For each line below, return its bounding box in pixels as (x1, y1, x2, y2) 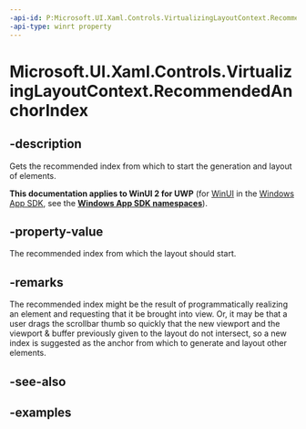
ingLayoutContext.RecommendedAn (9, 80, 293, 101)
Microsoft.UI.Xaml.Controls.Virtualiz (9, 61, 293, 82)
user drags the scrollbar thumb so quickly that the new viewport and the (9, 319, 280, 330)
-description (9, 136, 82, 152)
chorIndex (9, 99, 89, 120)
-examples (9, 404, 72, 420)
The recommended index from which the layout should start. (9, 248, 237, 259)
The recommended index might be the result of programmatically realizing (9, 298, 289, 310)
